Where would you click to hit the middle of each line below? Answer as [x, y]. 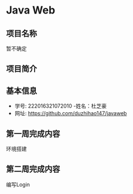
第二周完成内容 [33, 169]
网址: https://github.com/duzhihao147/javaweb [71, 113]
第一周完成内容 [33, 134]
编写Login [18, 184]
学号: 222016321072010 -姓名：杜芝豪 [61, 106]
